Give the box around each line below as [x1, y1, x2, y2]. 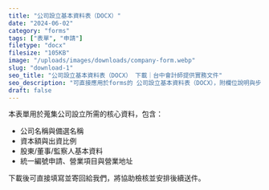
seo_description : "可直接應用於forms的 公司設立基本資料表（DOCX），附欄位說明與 [8, 79, 255, 87]
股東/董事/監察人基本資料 [19, 146, 103, 156]
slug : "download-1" [8, 64, 74, 72]
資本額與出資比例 [19, 136, 77, 146]
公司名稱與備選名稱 [19, 126, 84, 136]
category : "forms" [8, 26, 70, 34]
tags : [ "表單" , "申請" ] [8, 34, 83, 42]
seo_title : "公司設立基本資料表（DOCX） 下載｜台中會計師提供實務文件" [8, 71, 223, 79]
